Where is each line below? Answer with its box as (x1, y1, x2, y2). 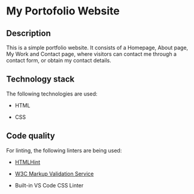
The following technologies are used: (6, 90, 98, 97)
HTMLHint (14, 158, 41, 166)
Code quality (6, 131, 55, 141)
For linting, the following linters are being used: (6, 147, 122, 154)
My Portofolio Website (6, 4, 120, 18)
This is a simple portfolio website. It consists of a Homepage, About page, (6, 44, 189, 51)
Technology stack (6, 74, 75, 85)
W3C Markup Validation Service (14, 170, 94, 177)
